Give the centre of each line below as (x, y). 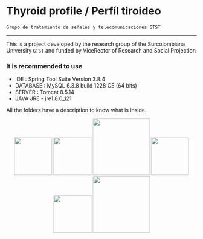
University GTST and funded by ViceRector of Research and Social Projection (101, 50)
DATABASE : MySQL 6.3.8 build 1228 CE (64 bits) (76, 86)
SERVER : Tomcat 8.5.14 (44, 92)
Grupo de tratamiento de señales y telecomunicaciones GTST (84, 27)
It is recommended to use (44, 66)
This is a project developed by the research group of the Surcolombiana (96, 44)
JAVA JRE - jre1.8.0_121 (43, 98)
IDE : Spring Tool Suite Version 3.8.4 (60, 79)
